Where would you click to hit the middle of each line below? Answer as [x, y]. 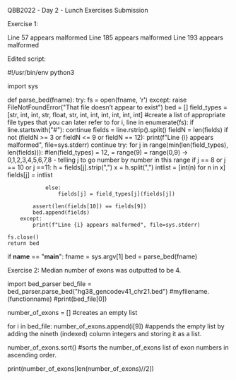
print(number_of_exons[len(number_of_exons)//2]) [81, 369]
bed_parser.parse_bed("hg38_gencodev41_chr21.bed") [88, 291]
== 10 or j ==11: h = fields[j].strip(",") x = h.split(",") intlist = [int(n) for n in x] [117, 167]
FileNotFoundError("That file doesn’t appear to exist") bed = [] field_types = [118, 107]
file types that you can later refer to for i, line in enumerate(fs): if [101, 122]
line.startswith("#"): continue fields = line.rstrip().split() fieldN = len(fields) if [118, 130]
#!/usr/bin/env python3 [41, 72]
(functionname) [30, 299]
